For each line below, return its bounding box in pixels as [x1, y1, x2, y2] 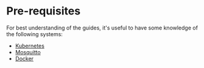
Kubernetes [15, 42, 44, 49]
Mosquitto [15, 48, 41, 55]
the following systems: [6, 30, 63, 37]
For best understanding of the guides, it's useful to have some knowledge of [6, 24, 198, 31]
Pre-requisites [6, 4, 81, 18]
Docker [15, 55, 34, 62]
